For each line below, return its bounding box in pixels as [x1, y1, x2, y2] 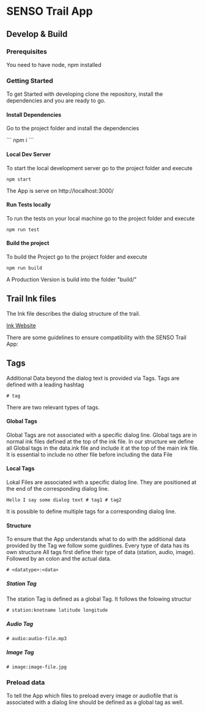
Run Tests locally [6, 201, 51, 208]
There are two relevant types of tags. [6, 404, 100, 411]
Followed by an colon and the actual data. [6, 555, 111, 563]
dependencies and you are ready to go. [6, 97, 106, 104]
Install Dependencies [6, 111, 62, 118]
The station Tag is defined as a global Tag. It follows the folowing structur [6, 595, 192, 603]
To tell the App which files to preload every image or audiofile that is [6, 692, 179, 700]
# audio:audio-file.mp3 [6, 636, 67, 642]
